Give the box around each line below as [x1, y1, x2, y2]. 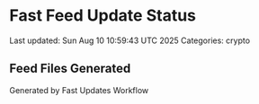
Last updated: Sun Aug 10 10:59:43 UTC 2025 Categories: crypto [9, 35, 250, 46]
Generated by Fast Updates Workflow [9, 84, 149, 95]
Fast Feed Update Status [9, 5, 196, 26]
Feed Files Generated [9, 61, 131, 76]
